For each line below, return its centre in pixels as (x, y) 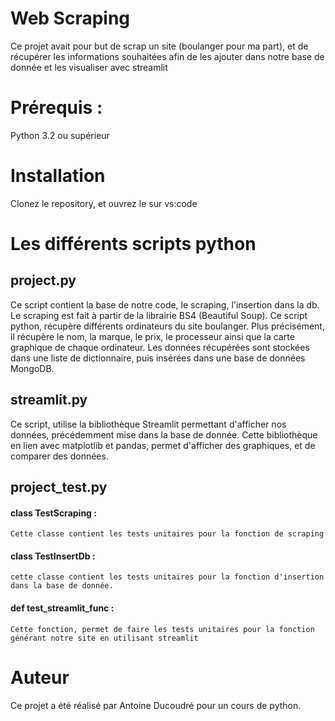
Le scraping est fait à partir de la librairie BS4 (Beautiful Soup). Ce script (159, 315)
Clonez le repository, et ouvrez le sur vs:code (104, 203)
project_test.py (59, 487)
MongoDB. (32, 368)
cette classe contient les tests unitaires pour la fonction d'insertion (167, 577)
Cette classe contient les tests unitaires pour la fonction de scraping (167, 534)
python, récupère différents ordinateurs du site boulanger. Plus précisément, (167, 326)
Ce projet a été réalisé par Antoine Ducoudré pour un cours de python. (156, 705)
